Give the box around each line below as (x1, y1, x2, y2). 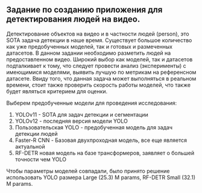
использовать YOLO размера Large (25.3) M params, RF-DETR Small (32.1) (6, 174, 196, 181)
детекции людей (14, 130, 58, 137)
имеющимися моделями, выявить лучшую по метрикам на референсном (6, 69, 197, 76)
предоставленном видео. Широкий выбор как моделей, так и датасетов (6, 55, 193, 63)
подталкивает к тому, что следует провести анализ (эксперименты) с (6, 62, 187, 69)
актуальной (14, 142, 45, 150)
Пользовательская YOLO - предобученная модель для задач (14, 123, 173, 131)
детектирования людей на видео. (6, 14, 140, 25)
